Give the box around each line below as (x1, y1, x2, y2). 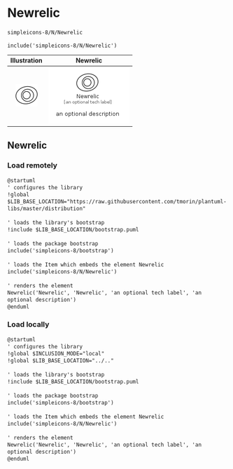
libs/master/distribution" (7, 205, 86, 212)
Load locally (7, 319, 50, 329)
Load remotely (7, 160, 58, 170)
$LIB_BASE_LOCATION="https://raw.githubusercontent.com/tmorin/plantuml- (7, 198, 227, 205)
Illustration (10, 56, 43, 64)
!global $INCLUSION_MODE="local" (7, 351, 105, 358)
